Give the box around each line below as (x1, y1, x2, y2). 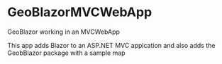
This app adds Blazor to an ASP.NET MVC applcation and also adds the (7, 41, 216, 49)
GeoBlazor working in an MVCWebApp (7, 27, 121, 36)
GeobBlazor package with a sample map (7, 49, 126, 57)
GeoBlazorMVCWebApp (7, 4, 152, 20)
